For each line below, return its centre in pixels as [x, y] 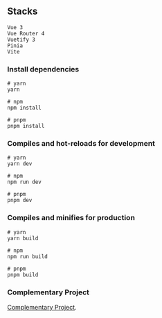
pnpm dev [20, 201]
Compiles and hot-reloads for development [81, 144]
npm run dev [24, 182]
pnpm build [23, 275]
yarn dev [20, 164]
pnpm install [26, 126]
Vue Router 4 [26, 33]
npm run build [28, 256]
